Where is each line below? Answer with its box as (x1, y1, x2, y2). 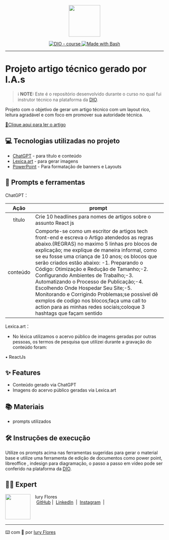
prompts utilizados (12, 418, 51, 424)
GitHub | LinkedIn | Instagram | (36, 499, 105, 505)
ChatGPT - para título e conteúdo (12, 153, 82, 159)
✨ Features (5, 368, 41, 377)
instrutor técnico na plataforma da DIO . (17, 96, 99, 103)
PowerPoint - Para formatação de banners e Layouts (12, 163, 122, 169)
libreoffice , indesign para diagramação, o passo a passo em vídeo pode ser (5, 460, 163, 466)
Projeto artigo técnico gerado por (5, 63, 147, 75)
